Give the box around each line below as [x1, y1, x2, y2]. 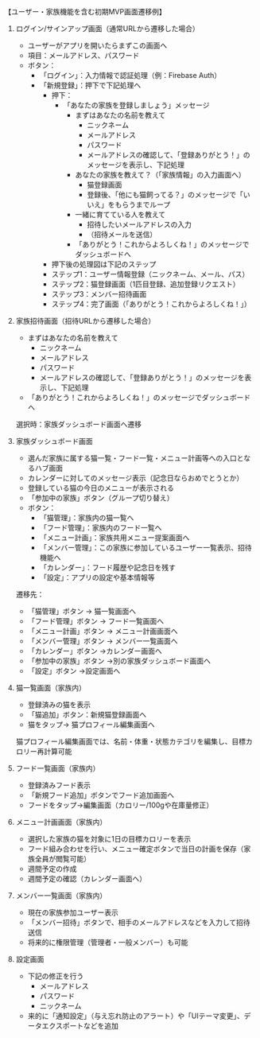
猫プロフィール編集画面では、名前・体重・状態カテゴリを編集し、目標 [15, 737, 246, 746]
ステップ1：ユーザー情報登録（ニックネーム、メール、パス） [51, 270, 250, 278]
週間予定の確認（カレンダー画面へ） [27, 874, 147, 883]
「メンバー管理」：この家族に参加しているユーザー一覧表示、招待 [39, 543, 252, 552]
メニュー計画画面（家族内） [15, 818, 107, 826]
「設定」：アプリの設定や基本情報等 [39, 573, 155, 582]
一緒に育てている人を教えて [75, 210, 166, 219]
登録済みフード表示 [27, 780, 91, 790]
